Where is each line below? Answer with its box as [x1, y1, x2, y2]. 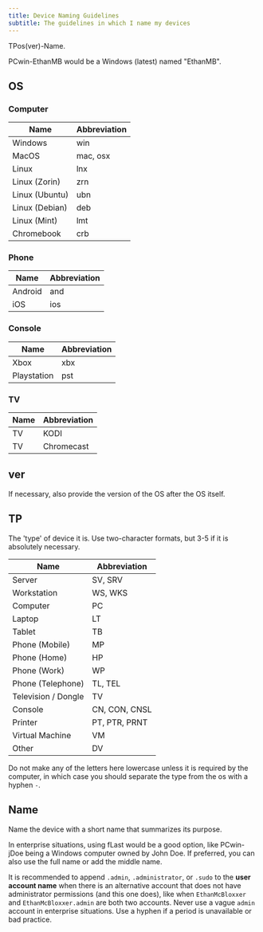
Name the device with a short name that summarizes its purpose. [8, 824, 222, 834]
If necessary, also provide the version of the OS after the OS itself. [8, 489, 226, 498]
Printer [12, 717, 38, 728]
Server [12, 574, 37, 585]
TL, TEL [92, 678, 121, 689]
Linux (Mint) [12, 215, 58, 226]
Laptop [12, 613, 39, 624]
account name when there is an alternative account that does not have [8, 880, 241, 890]
